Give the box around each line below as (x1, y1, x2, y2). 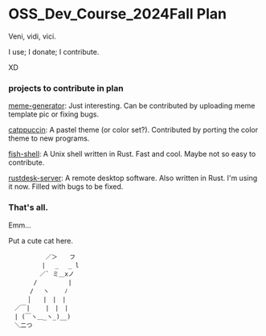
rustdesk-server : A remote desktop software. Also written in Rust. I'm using (8, 174, 258, 183)
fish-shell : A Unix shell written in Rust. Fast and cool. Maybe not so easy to (8, 150, 256, 159)
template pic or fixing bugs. (8, 109, 99, 119)
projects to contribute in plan (8, 82, 124, 93)
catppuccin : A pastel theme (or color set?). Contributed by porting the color (8, 125, 259, 135)
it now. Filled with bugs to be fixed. (8, 182, 124, 191)
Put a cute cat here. (8, 236, 74, 245)
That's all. (8, 202, 48, 213)
